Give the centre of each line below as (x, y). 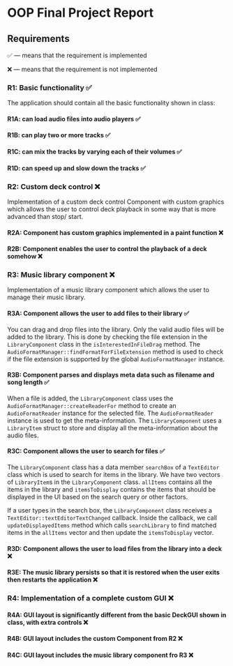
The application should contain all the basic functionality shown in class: (111, 103)
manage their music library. (46, 297)
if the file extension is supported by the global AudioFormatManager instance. (116, 359)
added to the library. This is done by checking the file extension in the (107, 337)
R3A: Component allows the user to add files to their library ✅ (98, 313)
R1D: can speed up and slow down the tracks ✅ (77, 168)
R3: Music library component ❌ (61, 275)
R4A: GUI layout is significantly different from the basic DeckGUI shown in (117, 614)
